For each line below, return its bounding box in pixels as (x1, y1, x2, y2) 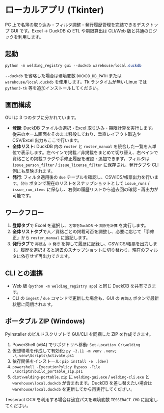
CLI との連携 (5, 269, 43, 277)
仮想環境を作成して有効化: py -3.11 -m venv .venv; (12, 348, 117, 354)
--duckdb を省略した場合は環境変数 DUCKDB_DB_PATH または (5, 72, 122, 79)
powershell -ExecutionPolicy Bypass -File (12, 364, 101, 369)
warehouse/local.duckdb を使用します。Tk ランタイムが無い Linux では (5, 79, 147, 85)
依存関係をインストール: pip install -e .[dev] (12, 358, 109, 364)
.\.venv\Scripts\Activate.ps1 (12, 353, 75, 358)
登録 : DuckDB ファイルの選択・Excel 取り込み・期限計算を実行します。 (12, 125, 156, 131)
